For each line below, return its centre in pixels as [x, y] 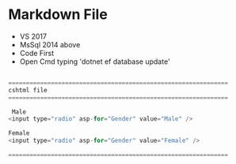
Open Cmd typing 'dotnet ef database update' [95, 61]
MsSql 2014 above [50, 44]
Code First [36, 53]
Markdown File [58, 15]
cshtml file [28, 90]
